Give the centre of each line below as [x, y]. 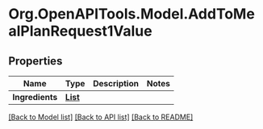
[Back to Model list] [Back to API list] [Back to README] [101, 117]
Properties [35, 61]
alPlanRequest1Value [80, 31]
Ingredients [35, 97]
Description [116, 83]
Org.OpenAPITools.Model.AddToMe [132, 14]
